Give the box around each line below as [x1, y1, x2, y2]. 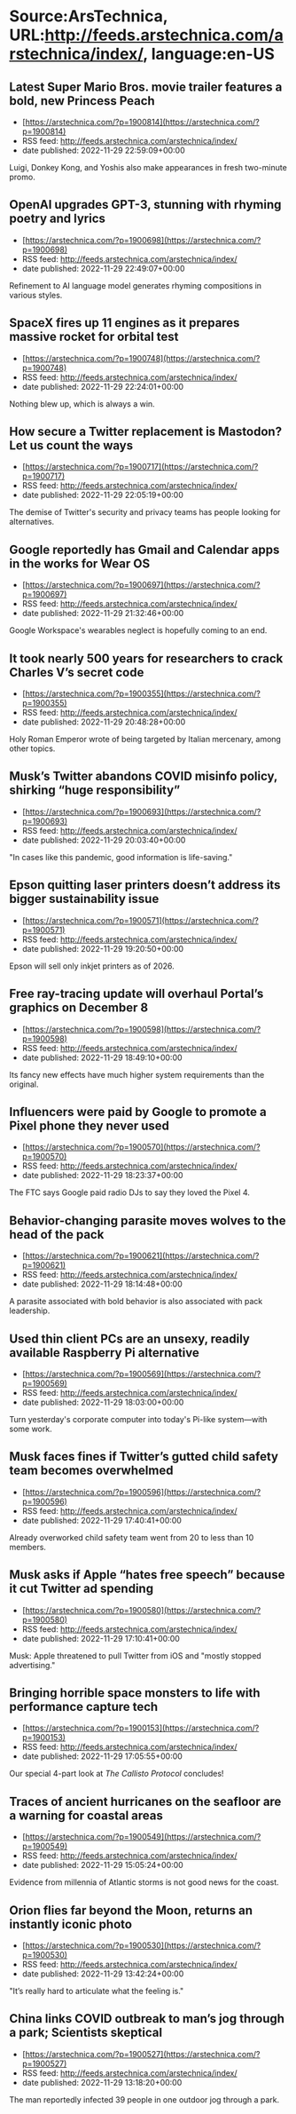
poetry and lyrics [9, 211, 106, 226]
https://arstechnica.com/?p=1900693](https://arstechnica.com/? [25, 806, 261, 817]
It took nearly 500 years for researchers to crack [9, 651, 284, 666]
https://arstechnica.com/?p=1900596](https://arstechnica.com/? [25, 1486, 261, 1497]
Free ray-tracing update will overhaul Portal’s [9, 986, 264, 1002]
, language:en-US [143, 44, 275, 64]
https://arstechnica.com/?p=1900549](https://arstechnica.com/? [25, 1832, 261, 1842]
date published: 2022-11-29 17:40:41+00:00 [21, 1515, 182, 1525]
